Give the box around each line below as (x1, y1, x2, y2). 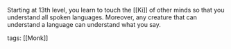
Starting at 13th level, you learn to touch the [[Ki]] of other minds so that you (7, 6, 225, 14)
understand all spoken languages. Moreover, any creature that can (7, 13, 198, 21)
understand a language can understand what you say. (7, 21, 162, 28)
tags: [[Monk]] (7, 34, 49, 42)
